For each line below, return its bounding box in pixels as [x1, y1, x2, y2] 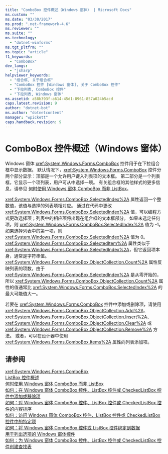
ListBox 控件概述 [5, 375, 40, 381]
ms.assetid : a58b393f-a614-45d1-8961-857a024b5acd [5, 96, 113, 101]
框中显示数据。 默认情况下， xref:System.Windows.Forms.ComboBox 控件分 [5, 166, 161, 172]
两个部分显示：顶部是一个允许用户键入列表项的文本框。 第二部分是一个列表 [5, 173, 160, 179]
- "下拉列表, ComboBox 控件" [10, 86, 66, 92]
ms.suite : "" [5, 31, 33, 36]
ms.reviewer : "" [5, 26, 39, 31]
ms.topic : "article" [5, 49, 49, 54]
